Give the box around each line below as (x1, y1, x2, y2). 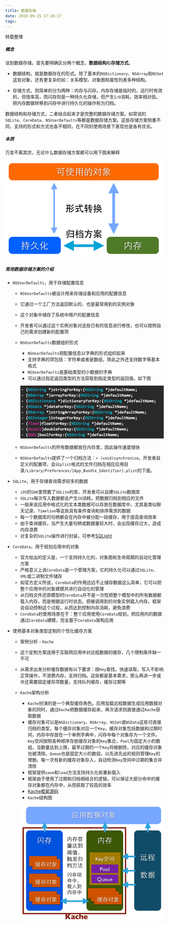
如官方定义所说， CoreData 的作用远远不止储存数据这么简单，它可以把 (20, 579, 162, 586)
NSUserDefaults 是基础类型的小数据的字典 (27, 369, 112, 375)
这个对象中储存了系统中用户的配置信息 (20, 312, 100, 318)
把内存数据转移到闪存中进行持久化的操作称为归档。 (12, 100, 119, 106)
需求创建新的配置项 (29, 329, 69, 335)
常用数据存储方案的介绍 (5, 266, 54, 272)
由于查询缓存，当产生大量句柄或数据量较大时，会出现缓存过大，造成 (20, 520, 161, 526)
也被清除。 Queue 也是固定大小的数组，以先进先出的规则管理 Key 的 (27, 750, 160, 757)
